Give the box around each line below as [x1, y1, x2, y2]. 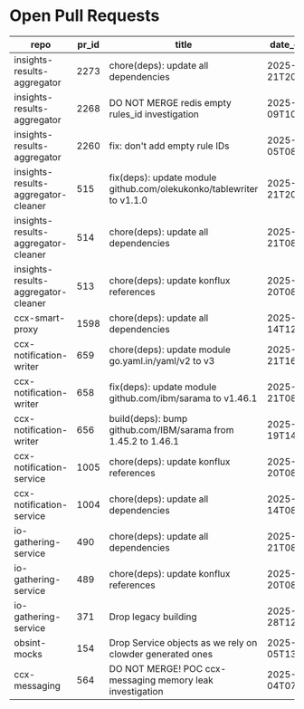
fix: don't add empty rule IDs [109, 139, 230, 152]
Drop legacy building [109, 610, 197, 623]
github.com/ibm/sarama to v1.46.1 [109, 391, 258, 404]
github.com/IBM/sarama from [109, 423, 234, 436]
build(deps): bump [109, 412, 188, 425]
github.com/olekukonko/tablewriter [109, 182, 259, 195]
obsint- [14, 636, 47, 648]
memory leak [157, 674, 214, 686]
